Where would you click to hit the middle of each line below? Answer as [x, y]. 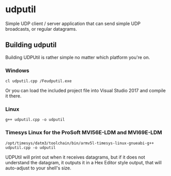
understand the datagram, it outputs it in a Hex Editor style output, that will [83, 162]
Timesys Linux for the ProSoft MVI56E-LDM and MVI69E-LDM [84, 133]
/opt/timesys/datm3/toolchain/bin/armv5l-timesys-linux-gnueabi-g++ [80, 143]
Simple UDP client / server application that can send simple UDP [73, 23]
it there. [14, 96]
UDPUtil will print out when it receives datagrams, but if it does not [75, 157]
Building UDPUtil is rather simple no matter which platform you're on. [78, 57]
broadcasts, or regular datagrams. [41, 29]
